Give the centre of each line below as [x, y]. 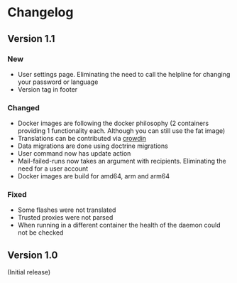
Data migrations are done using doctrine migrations [93, 146]
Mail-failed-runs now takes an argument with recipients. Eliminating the [122, 161]
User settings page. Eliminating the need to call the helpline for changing [124, 74]
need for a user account [53, 169]
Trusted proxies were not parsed [65, 218]
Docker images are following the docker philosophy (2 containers [113, 123]
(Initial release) [29, 272]
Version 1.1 [31, 39]
